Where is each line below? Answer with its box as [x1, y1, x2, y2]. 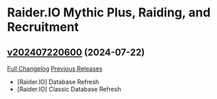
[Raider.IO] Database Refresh [16, 78, 100, 86]
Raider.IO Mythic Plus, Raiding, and [7, 5, 211, 20]
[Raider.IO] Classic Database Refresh [16, 85, 121, 93]
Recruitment [7, 19, 79, 35]
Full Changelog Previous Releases [7, 65, 103, 72]
